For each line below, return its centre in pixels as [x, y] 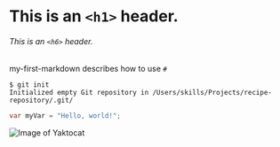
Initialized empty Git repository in [79, 93]
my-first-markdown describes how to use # [88, 69]
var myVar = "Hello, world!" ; [65, 116]
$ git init [29, 85]
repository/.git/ [41, 101]
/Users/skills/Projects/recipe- [212, 93]
